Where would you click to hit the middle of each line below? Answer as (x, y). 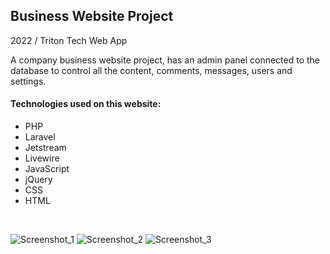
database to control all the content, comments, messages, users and (151, 70)
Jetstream (45, 148)
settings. (28, 81)
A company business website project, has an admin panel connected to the (165, 60)
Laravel (40, 137)
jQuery (38, 180)
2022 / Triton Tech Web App (69, 40)
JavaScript (47, 169)
